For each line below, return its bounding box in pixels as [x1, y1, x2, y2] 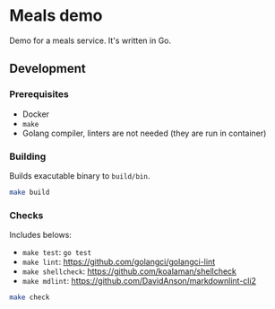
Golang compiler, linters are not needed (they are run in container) [21, 128, 267, 138]
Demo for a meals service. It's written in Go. [9, 35, 172, 46]
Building [9, 150, 47, 163]
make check [9, 293, 50, 302]
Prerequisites [9, 88, 69, 101]
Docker [21, 109, 50, 119]
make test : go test [21, 247, 92, 258]
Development [9, 61, 87, 76]
